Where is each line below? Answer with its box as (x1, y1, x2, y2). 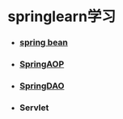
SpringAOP (19, 58, 65, 70)
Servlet (19, 102, 49, 113)
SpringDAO (19, 80, 65, 91)
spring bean (19, 37, 68, 49)
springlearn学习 (7, 7, 117, 26)
